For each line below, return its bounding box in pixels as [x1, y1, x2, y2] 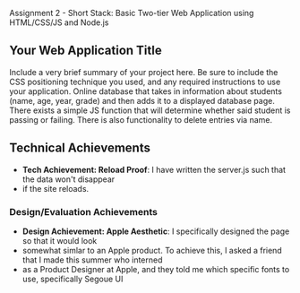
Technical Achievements [9, 141, 150, 156]
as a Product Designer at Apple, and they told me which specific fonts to [21, 263, 290, 274]
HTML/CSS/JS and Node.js [9, 17, 109, 28]
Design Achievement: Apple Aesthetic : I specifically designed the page [21, 226, 290, 237]
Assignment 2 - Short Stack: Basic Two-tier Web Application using [9, 8, 254, 18]
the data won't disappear [21, 174, 116, 185]
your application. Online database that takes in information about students [9, 85, 282, 97]
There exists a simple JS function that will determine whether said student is [9, 105, 291, 116]
